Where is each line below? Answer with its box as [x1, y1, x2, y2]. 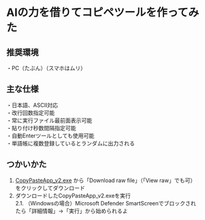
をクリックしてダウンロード [15, 184, 86, 191]
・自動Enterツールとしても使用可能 [6, 132, 95, 139]
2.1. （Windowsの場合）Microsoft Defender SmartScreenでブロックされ [15, 199, 196, 207]
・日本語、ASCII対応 [6, 101, 58, 109]
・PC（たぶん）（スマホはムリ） [6, 65, 86, 71]
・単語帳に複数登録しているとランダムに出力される [6, 139, 135, 147]
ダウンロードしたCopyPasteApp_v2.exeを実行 [15, 192, 131, 199]
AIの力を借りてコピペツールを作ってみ [6, 5, 199, 20]
